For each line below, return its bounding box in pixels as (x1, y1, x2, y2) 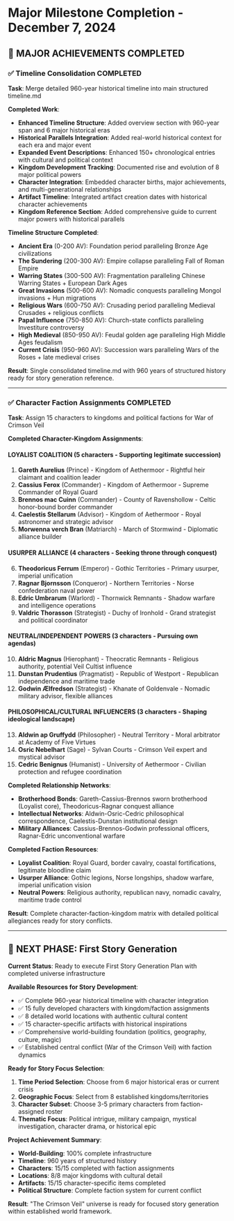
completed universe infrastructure (8, 969, 106, 977)
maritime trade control (17, 896, 82, 904)
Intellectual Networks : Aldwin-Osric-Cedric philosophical (17, 809, 185, 817)
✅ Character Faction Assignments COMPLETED (8, 397, 172, 407)
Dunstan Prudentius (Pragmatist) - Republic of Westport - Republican (17, 669, 219, 677)
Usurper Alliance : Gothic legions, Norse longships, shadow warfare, (17, 873, 215, 882)
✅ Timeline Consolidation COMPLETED (8, 68, 142, 78)
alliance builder (17, 532, 62, 541)
